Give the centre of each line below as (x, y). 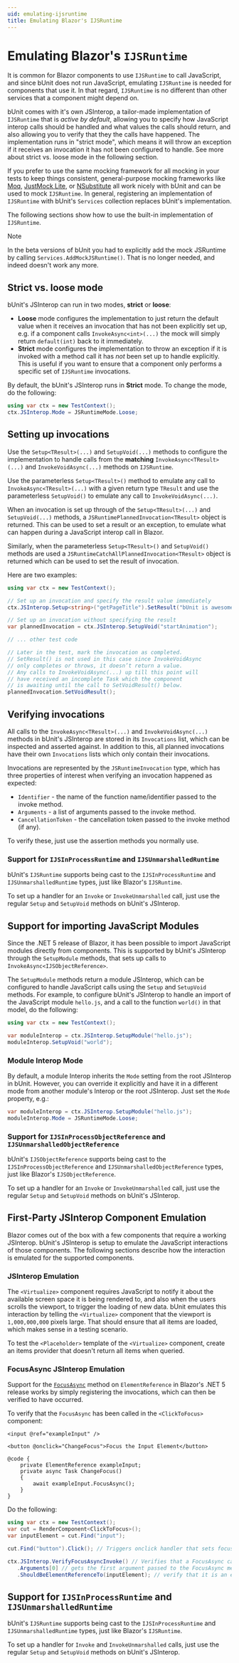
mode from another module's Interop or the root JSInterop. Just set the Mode (119, 1091)
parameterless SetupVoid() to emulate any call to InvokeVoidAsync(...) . (113, 496)
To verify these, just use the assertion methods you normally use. (103, 841)
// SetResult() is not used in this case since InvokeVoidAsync (105, 659)
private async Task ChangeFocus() (71, 1472)
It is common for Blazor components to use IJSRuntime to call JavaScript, (115, 75)
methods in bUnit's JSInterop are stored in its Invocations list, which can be (118, 739)
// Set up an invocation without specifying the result (92, 620)
